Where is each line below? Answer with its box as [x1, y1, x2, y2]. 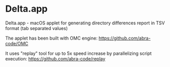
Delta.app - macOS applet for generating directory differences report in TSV [5, 20, 165, 26]
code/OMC [5, 40, 29, 46]
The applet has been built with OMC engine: [5, 35, 98, 41]
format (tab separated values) [5, 25, 68, 31]
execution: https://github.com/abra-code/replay [5, 55, 106, 61]
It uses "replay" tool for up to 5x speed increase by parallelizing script [5, 50, 152, 56]
